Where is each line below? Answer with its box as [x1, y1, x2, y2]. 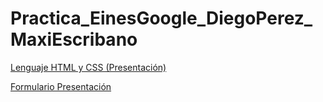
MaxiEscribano [10, 28, 138, 51]
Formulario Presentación [10, 80, 112, 92]
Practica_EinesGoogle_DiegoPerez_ [10, 7, 313, 30]
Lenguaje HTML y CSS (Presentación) [10, 61, 167, 73]
